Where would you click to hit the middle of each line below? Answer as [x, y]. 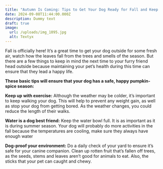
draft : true [17, 23]
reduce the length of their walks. [38, 111]
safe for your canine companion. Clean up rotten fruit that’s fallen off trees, [80, 151]
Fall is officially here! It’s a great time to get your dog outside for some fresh [81, 51]
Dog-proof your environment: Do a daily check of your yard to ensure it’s [79, 146]
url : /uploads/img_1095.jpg [38, 32]
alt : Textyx [22, 37]
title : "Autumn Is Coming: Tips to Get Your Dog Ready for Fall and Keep [82, 10]
